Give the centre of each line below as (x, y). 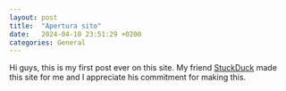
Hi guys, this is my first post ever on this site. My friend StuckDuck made (143, 68)
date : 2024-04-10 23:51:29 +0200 (76, 34)
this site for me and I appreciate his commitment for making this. (128, 78)
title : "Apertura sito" (55, 26)
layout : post (34, 17)
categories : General (48, 42)
